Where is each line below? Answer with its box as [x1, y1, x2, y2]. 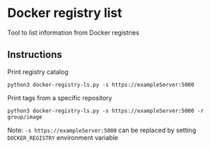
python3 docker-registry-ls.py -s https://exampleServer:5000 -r [7, 107, 204, 114]
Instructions [7, 49, 62, 61]
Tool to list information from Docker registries [7, 28, 140, 37]
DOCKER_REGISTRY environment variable [7, 133, 119, 142]
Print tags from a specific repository [7, 93, 112, 102]
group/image [7, 113, 42, 121]
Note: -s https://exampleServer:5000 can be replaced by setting [7, 126, 197, 134]
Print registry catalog [7, 67, 69, 76]
